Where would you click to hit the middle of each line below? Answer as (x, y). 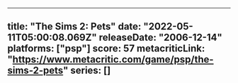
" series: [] (87, 71)
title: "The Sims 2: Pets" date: (74, 26)
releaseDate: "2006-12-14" (161, 38)
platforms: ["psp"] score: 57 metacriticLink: (106, 49)
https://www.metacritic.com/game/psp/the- (113, 59)
